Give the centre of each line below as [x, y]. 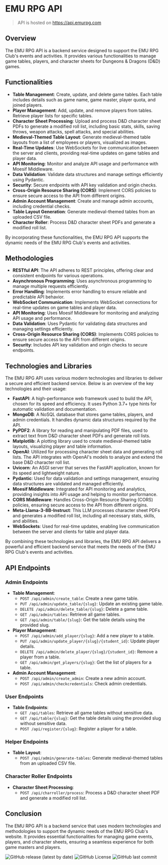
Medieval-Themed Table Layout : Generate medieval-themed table [81, 137]
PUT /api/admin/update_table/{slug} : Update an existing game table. [92, 603]
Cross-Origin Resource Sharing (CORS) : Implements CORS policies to [86, 334]
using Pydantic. [28, 180]
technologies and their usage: [36, 389]
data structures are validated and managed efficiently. [68, 484]
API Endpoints [28, 568]
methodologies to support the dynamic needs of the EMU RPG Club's [77, 831]
